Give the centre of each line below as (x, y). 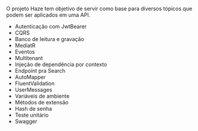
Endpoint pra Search (40, 71)
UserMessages (33, 90)
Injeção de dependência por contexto (61, 64)
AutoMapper (30, 77)
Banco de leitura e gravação (49, 39)
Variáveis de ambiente (42, 96)
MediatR (25, 45)
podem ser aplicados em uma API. (48, 15)
